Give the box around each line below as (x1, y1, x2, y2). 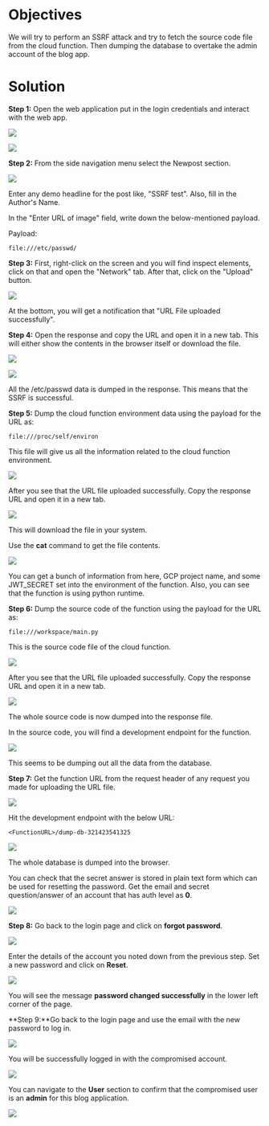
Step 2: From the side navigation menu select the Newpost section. (8, 158, 231, 168)
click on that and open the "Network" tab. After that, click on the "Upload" (8, 267, 254, 276)
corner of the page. (8, 999, 73, 1009)
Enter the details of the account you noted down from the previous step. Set (8, 951, 259, 961)
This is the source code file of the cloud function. (8, 641, 171, 652)
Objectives (8, 6, 83, 24)
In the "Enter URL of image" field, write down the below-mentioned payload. (8, 213, 260, 223)
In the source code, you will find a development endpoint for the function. (8, 727, 251, 737)
